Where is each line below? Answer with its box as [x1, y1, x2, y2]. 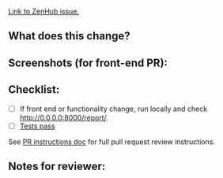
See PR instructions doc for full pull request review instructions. [8, 137, 216, 146]
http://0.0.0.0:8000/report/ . [19, 113, 109, 122]
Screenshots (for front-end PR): [8, 56, 168, 69]
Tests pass [19, 121, 55, 131]
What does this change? [8, 29, 130, 43]
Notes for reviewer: [8, 160, 106, 173]
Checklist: [8, 83, 60, 97]
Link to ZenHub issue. [8, 7, 80, 16]
